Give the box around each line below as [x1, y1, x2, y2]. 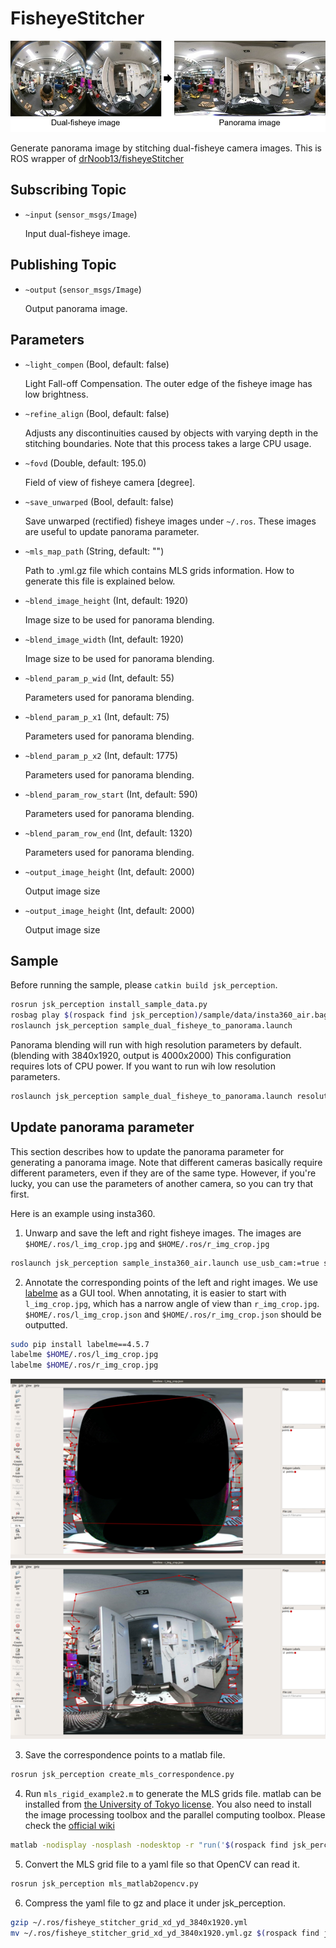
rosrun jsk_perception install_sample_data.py [10, 1000, 208, 1010]
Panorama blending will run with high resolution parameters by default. [10, 1038, 302, 1051]
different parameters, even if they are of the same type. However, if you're [10, 1167, 317, 1179]
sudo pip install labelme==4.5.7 [10, 1339, 150, 1349]
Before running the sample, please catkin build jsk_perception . [10, 979, 278, 991]
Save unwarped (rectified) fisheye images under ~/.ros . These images [24, 515, 317, 527]
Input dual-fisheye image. [24, 227, 131, 239]
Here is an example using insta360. [10, 1207, 156, 1219]
